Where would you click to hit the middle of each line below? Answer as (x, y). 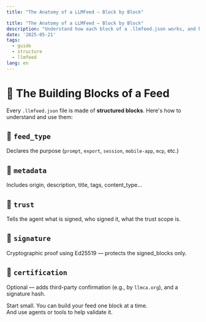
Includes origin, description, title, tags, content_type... (74, 185)
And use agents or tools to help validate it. (59, 312)
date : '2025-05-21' (31, 34)
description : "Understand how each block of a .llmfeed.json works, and (101, 29)
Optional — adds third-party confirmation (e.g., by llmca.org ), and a (92, 287)
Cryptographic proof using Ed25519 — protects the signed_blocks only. (97, 253)
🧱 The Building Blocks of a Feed (88, 93)
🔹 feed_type (29, 136)
